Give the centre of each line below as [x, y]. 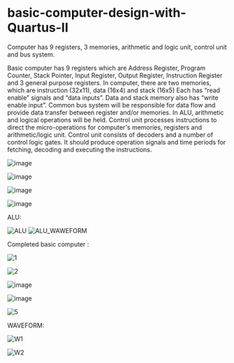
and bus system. [31, 54]
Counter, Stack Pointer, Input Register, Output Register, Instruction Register [115, 75]
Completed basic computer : [48, 244]
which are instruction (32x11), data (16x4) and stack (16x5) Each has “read [114, 90]
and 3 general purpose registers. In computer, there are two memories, [109, 82]
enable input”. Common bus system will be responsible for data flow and [111, 105]
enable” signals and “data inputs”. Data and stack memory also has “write [113, 97]
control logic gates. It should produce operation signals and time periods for [117, 142]
